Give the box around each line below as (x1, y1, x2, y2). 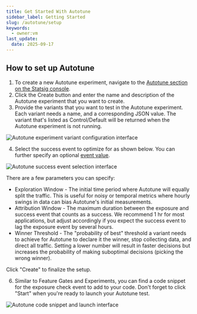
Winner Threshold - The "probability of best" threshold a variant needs (14, 229, 186, 236)
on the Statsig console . (14, 85, 71, 92)
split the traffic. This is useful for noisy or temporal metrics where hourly (14, 192, 190, 199)
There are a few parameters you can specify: (6, 174, 115, 181)
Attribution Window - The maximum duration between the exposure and (14, 204, 189, 212)
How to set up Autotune (6, 63, 95, 74)
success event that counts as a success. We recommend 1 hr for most (14, 211, 185, 218)
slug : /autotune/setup (6, 19, 62, 25)
